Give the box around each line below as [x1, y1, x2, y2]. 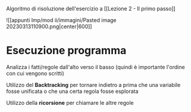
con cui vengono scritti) [6, 70, 64, 77]
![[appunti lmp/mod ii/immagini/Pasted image [6, 17, 117, 23]
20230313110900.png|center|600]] [6, 23, 92, 30]
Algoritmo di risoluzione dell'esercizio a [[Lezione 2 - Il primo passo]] [6, 5, 176, 12]
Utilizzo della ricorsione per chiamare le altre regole [6, 99, 134, 106]
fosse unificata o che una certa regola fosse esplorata [6, 88, 139, 95]
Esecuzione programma [6, 44, 127, 57]
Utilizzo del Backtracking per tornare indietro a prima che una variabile [6, 81, 181, 88]
